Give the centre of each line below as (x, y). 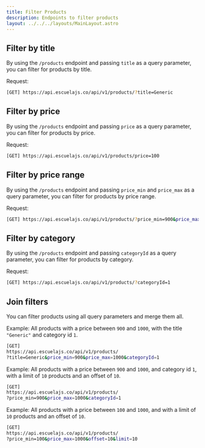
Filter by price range (45, 175)
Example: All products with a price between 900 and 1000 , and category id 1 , (102, 369)
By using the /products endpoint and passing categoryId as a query (92, 253)
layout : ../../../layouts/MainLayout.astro (63, 23)
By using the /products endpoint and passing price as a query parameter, (99, 126)
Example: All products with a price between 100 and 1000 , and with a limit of (101, 410)
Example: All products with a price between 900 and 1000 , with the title (94, 328)
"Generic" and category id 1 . (42, 335)
